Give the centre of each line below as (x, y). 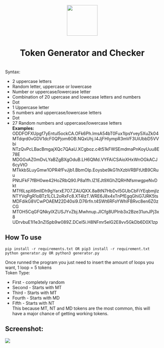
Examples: (23, 128)
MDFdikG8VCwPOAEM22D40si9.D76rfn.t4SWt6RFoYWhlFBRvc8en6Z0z (85, 201)
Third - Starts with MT (35, 293)
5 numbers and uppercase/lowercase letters (57, 112)
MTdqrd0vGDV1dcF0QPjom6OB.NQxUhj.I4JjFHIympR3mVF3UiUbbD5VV (85, 138)
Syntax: (13, 72)
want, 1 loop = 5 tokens (28, 268)
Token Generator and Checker (82, 53)
